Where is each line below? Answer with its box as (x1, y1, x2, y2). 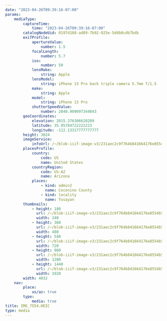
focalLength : (31, 49, 59, 54)
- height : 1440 (31, 262, 64, 267)
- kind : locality (40, 192, 77, 197)
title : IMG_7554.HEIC (5, 303, 50, 309)
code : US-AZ (40, 169, 66, 174)
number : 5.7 (40, 53, 66, 59)
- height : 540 (31, 234, 61, 239)
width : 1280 (36, 257, 61, 262)
